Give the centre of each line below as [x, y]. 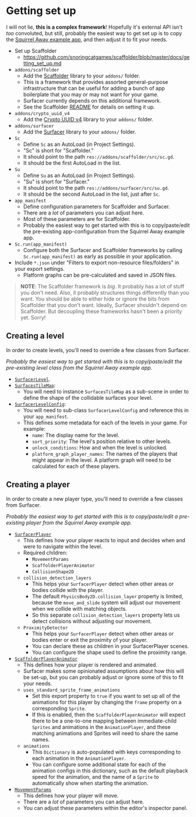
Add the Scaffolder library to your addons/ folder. [82, 76]
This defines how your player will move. [71, 795]
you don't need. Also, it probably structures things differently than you [105, 292]
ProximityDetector [45, 628]
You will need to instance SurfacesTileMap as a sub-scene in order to [106, 392]
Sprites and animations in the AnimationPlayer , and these [101, 727]
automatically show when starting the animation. [90, 783]
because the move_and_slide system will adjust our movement [106, 602]
